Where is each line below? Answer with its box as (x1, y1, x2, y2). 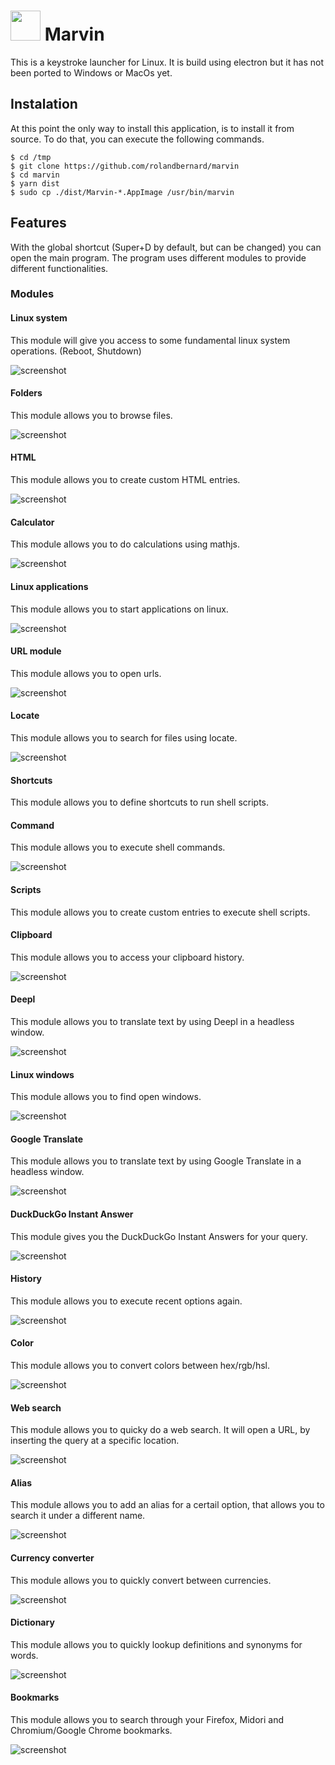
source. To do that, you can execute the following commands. (10, 133, 265, 145)
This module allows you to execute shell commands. (10, 841, 226, 854)
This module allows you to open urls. (10, 667, 162, 679)
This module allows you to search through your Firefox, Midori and (10, 1713, 284, 1725)
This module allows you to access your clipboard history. (10, 951, 245, 963)
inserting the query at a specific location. (10, 1435, 180, 1447)
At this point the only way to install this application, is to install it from (10, 122, 295, 134)
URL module (10, 645, 62, 657)
